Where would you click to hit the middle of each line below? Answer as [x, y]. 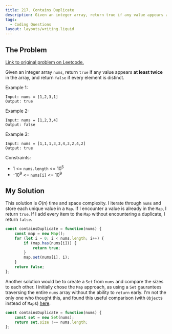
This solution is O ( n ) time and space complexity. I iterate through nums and [83, 203]
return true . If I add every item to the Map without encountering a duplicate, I [85, 214]
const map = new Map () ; [40, 234]
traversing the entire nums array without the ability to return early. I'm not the [86, 292]
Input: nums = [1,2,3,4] [32, 120]
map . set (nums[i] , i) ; [47, 257]
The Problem [26, 50]
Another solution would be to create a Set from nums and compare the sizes [84, 281]
